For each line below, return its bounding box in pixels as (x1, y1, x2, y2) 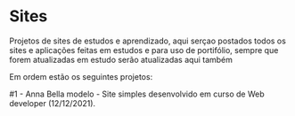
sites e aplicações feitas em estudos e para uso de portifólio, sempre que (9, 44, 279, 55)
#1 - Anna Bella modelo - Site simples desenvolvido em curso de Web (9, 89, 265, 99)
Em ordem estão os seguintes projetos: (9, 71, 153, 81)
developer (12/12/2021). (9, 97, 96, 108)
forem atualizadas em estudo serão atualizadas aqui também (9, 54, 234, 65)
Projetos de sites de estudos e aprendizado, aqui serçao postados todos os (9, 35, 287, 46)
